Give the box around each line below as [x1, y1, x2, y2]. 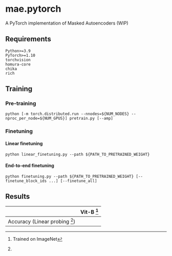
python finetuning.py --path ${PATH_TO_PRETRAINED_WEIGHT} [5, 174, 134, 179]
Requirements [5, 35, 51, 43]
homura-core [5, 62, 31, 67]
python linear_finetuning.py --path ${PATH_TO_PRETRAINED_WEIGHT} [5, 152, 150, 157]
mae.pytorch [5, 3, 61, 15]
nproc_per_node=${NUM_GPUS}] [5, 116, 68, 121]
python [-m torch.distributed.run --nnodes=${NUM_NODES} [5, 111, 130, 117]
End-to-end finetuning [5, 162, 55, 169]
